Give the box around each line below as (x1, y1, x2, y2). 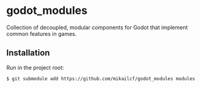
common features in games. (6, 30, 77, 37)
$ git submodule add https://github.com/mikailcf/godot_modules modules (6, 75, 196, 82)
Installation (6, 48, 50, 58)
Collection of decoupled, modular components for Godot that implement (6, 24, 188, 31)
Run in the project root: (6, 64, 64, 71)
